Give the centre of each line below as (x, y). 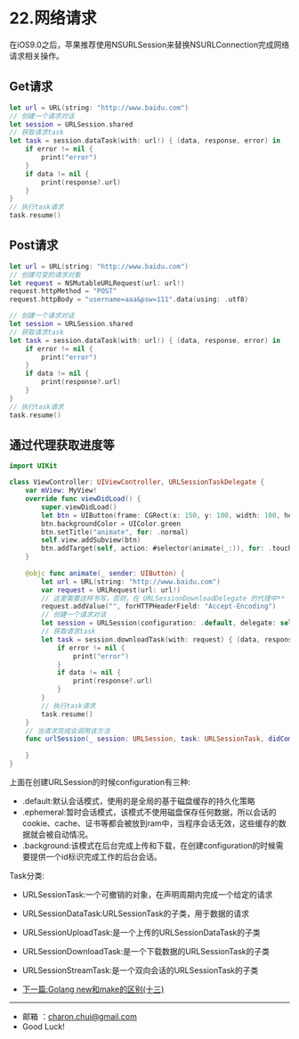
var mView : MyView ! (61, 491)
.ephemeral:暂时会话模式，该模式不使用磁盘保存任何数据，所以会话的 (149, 812)
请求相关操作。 (36, 55)
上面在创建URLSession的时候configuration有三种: (100, 781)
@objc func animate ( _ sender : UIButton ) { (105, 573)
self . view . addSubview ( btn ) (91, 540)
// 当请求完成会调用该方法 (68, 731)
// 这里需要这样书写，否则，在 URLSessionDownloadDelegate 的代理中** (163, 598)
